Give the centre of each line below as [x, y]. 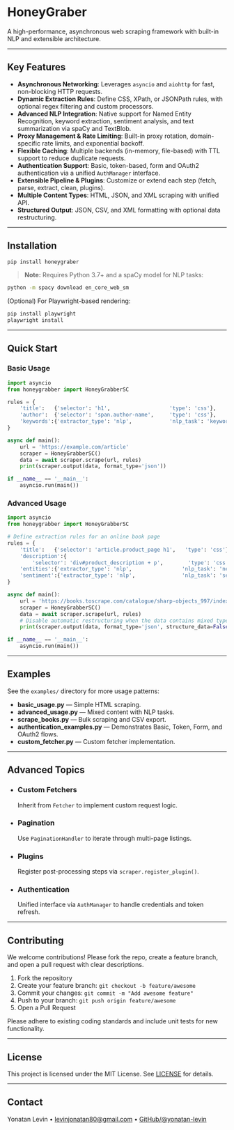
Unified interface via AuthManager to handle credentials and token [110, 905]
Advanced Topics [46, 770]
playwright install [36, 320]
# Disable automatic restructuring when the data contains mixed [117, 621]
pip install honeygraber [43, 262]
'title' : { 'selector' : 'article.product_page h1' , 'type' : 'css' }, [126, 550]
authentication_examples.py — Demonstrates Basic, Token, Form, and [120, 727]
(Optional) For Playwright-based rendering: [69, 301]
